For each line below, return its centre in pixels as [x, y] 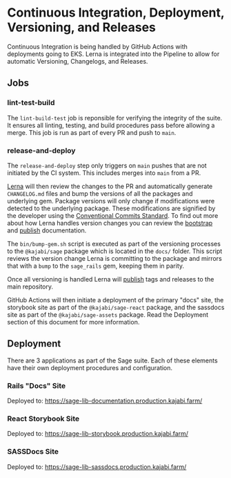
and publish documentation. [47, 230]
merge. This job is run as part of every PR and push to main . [92, 132]
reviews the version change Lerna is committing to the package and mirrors [114, 258]
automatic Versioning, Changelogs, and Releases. [78, 61]
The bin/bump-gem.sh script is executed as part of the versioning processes [114, 243]
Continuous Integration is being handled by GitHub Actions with [98, 46]
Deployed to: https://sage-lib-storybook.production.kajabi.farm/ [98, 434]
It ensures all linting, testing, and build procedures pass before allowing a [111, 125]
